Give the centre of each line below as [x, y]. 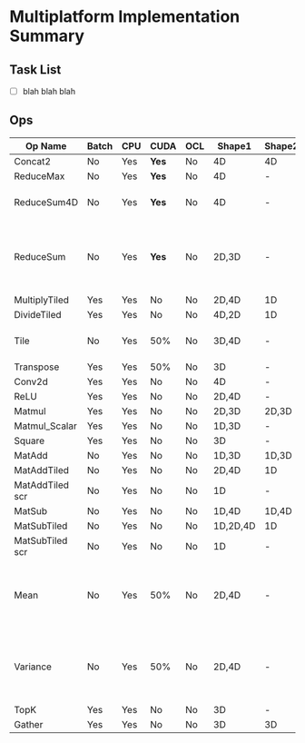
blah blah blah [49, 91]
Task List [35, 69]
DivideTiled [38, 314]
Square [30, 441]
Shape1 [235, 145]
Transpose [37, 367]
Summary [47, 36]
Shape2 [282, 145]
